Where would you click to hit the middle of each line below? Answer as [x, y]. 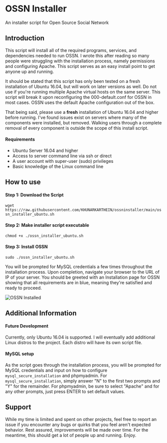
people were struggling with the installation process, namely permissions [80, 61]
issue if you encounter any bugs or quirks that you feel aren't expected [78, 425]
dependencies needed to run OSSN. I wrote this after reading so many [77, 55]
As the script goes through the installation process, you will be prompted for [83, 365]
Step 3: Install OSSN [27, 247]
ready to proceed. [24, 288]
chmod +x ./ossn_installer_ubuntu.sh [44, 236]
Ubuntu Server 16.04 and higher [45, 150]
